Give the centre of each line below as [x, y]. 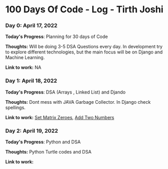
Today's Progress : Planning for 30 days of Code [57, 36]
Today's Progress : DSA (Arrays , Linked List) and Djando [66, 92]
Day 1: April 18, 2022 [31, 81]
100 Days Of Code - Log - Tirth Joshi [85, 10]
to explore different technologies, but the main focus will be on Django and [84, 52]
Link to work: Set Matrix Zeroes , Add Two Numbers [60, 117]
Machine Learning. [25, 58]
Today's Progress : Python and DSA [43, 142]
